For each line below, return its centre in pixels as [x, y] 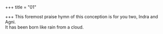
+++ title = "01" [21, 7]
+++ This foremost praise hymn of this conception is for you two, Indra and [81, 17]
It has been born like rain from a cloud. [44, 27]
